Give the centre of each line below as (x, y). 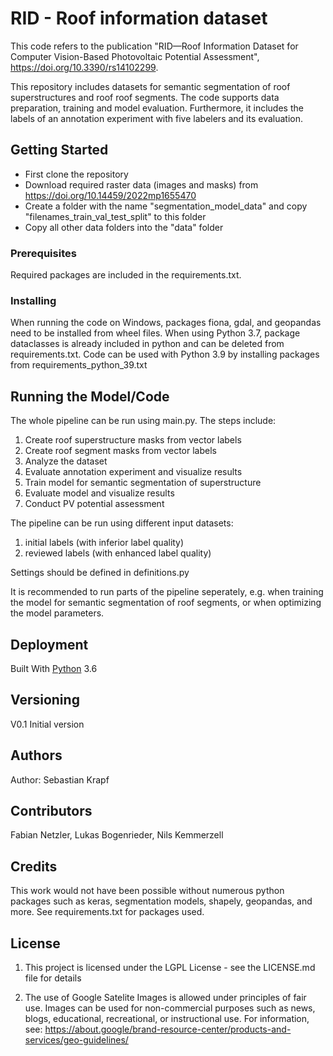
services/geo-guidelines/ (76, 1040)
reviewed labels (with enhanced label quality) (118, 553)
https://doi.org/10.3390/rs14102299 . (84, 67)
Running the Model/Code (90, 396)
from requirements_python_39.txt (79, 365)
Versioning (45, 700)
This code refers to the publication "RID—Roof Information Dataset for (154, 46)
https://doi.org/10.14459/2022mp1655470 (110, 195)
